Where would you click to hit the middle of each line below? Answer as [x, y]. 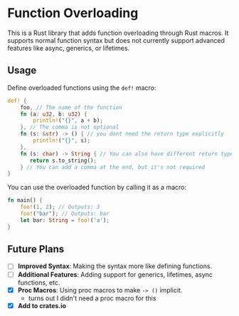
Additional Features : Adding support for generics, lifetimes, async [115, 274]
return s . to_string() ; [63, 160]
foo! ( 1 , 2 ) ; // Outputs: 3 [60, 207]
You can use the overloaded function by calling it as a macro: [97, 188]
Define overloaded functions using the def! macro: [82, 88]
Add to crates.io [42, 305]
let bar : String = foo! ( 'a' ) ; [65, 220]
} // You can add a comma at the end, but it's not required [112, 167]
